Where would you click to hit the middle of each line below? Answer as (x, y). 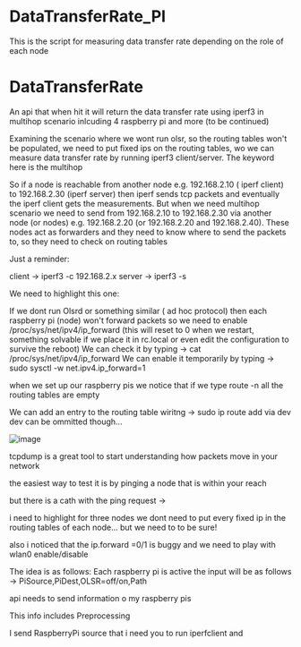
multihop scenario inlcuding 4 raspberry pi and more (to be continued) (139, 121)
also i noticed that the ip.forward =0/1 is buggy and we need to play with (142, 544)
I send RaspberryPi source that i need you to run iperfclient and (126, 633)
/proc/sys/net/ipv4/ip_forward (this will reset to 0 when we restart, (132, 329)
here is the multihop (46, 166)
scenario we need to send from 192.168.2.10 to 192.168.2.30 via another (141, 213)
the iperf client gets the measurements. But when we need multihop (134, 203)
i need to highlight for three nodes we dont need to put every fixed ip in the (148, 517)
